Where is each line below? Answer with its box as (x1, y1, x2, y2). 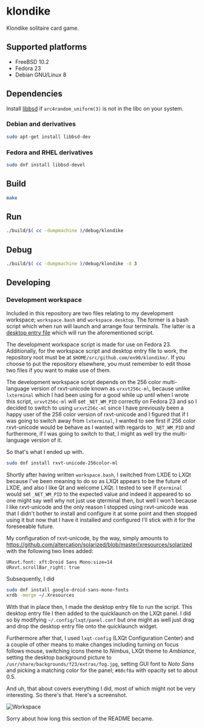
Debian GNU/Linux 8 (15, 71, 67, 78)
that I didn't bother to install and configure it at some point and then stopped (6, 509, 197, 517)
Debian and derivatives (6, 120, 76, 128)
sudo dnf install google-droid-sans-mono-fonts (6, 586, 129, 593)
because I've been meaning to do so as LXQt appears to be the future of (6, 477, 188, 484)
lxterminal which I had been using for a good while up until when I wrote (6, 391, 189, 399)
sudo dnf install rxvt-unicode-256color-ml (6, 460, 118, 466)
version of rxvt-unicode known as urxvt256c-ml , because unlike (30, 385, 191, 392)
